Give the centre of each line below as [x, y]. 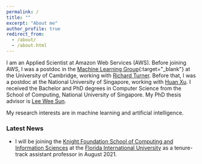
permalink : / [23, 12]
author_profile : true [33, 29]
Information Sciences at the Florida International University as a [94, 148]
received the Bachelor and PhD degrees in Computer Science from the [94, 88]
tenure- [183, 148]
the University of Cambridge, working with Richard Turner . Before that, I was [101, 75]
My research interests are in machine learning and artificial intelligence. [95, 113]
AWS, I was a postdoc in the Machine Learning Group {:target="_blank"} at [98, 69]
